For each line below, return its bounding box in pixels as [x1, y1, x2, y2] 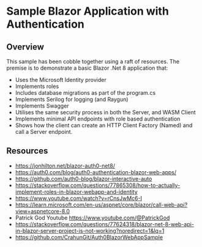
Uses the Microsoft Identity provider [15, 76, 107, 83]
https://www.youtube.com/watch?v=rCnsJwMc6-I [15, 194, 143, 202]
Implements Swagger [15, 102, 69, 109]
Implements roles [15, 83, 59, 90]
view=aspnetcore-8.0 [15, 207, 70, 215]
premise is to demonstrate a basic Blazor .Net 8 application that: [6, 64, 168, 72]
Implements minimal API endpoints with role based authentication [15, 115, 181, 122]
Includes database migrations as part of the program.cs [15, 89, 156, 96]
